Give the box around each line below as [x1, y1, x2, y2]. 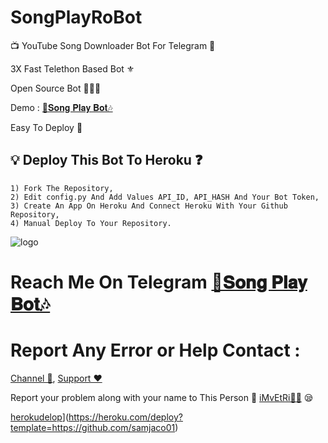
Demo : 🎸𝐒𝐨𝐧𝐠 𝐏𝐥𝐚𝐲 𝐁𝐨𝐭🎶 [10, 101, 113, 113]
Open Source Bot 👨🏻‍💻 [10, 82, 102, 94]
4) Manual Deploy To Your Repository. [10, 218, 172, 228]
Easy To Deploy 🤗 [10, 121, 83, 133]
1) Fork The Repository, [10, 183, 114, 193]
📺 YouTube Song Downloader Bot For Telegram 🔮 [10, 39, 216, 51]
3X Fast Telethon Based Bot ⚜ [10, 62, 135, 75]
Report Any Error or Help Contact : [10, 339, 301, 362]
